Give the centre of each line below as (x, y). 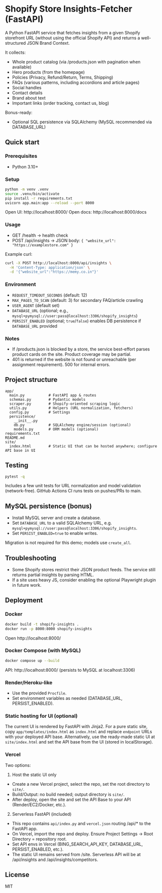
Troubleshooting (31, 558)
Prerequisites (21, 156)
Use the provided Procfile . (39, 693)
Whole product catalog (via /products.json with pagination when (76, 62)
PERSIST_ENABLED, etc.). (38, 849)
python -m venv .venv (27, 189)
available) (22, 67)
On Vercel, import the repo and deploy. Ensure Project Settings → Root (83, 834)
